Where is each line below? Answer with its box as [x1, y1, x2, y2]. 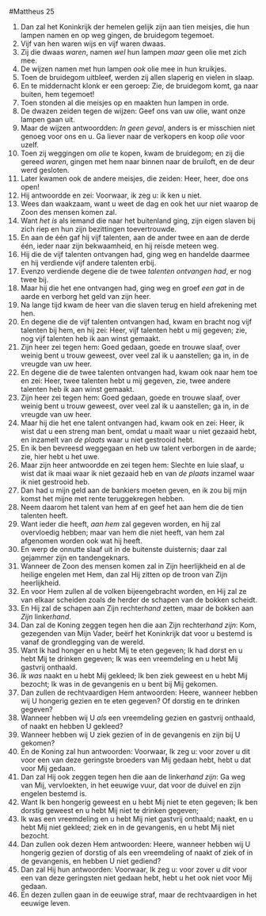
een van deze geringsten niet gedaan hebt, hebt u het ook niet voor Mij [20, 873, 253, 883]
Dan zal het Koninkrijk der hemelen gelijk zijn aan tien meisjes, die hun [20, 22, 250, 31]
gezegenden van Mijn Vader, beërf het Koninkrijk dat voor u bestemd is [20, 629, 253, 638]
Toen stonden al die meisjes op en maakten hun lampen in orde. [20, 98, 230, 107]
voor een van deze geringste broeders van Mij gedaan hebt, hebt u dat [20, 755, 252, 765]
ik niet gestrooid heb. [20, 477, 90, 486]
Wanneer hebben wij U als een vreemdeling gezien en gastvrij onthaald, [20, 713, 256, 722]
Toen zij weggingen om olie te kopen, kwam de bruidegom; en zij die [20, 148, 245, 158]
